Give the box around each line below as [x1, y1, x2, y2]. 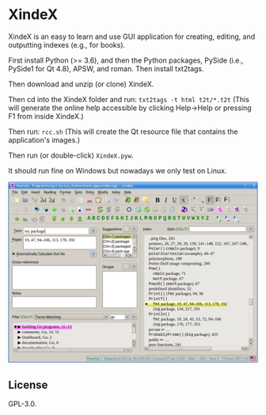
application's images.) [8, 135, 81, 144]
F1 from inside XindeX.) [8, 111, 85, 120]
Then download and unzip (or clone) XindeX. [8, 79, 154, 89]
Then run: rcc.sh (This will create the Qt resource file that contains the [8, 127, 238, 136]
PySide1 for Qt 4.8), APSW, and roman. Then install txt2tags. [8, 63, 204, 73]
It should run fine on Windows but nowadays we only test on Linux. [8, 166, 227, 175]
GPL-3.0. [8, 398, 37, 409]
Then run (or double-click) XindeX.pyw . [8, 150, 134, 160]
